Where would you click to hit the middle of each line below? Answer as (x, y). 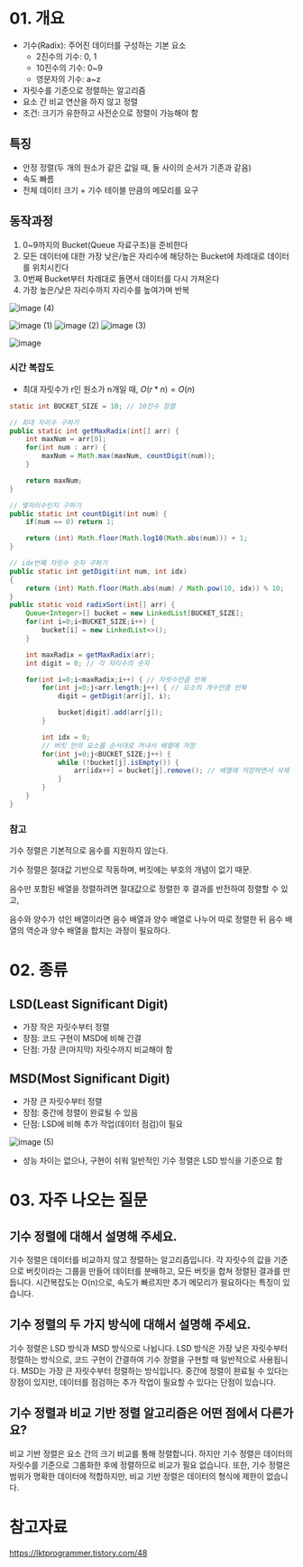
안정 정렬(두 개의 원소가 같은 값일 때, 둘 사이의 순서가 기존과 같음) (137, 167)
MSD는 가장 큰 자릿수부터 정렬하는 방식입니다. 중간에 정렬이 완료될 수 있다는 (155, 1370)
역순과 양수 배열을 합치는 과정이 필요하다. (98, 931)
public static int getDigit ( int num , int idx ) (98, 571)
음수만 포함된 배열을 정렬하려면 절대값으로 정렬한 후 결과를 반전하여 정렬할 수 (144, 889)
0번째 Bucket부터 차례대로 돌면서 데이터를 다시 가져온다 (121, 278)
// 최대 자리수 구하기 (44, 422)
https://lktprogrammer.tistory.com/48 (78, 1553)
